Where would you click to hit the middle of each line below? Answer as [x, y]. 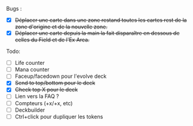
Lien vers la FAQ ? [37, 96]
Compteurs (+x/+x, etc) [44, 103]
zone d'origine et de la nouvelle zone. [61, 27]
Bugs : [14, 9]
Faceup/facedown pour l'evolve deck [61, 76]
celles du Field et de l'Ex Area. [52, 40]
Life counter [30, 63]
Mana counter [32, 70]
